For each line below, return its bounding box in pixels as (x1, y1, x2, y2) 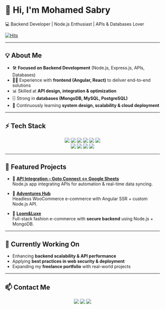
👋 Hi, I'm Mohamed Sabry (5, 4, 110, 16)
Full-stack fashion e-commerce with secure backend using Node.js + (12, 216, 154, 222)
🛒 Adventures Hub (12, 191, 51, 197)
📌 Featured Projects (5, 163, 67, 171)
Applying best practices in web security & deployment (12, 258, 125, 264)
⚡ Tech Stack (5, 122, 46, 130)
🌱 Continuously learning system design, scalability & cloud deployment (12, 102, 160, 108)
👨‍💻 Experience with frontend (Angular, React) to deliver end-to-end (12, 77, 151, 83)
